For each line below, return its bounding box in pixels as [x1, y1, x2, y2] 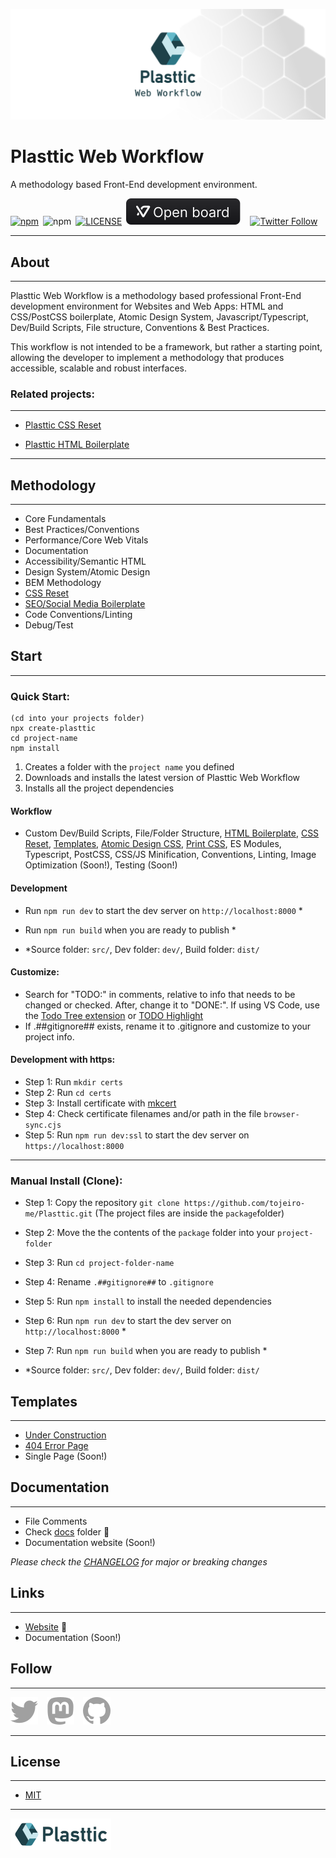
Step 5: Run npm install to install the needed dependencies [24, 1295, 272, 1308]
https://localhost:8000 [24, 1141, 125, 1151]
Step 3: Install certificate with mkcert [24, 1097, 177, 1109]
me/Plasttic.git [24, 1209, 93, 1219]
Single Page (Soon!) [24, 1450, 108, 1463]
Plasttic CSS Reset [24, 419, 102, 431]
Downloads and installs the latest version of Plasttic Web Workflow [24, 772, 301, 784]
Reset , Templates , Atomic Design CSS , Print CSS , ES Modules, [24, 838, 282, 850]
